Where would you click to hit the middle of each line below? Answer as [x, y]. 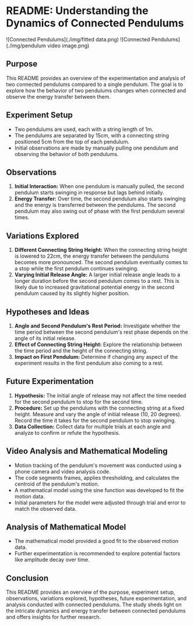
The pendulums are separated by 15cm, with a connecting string [91, 135]
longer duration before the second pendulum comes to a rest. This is [97, 281]
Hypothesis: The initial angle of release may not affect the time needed [100, 395]
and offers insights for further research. [53, 617]
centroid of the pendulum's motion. [57, 484]
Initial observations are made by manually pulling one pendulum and [96, 148]
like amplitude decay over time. [52, 560]
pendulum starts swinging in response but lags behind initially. [89, 193]
